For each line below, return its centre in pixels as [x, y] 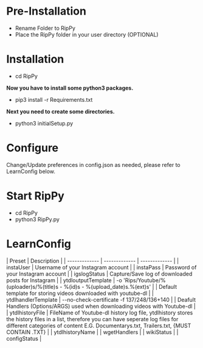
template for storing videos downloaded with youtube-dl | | [80, 293]
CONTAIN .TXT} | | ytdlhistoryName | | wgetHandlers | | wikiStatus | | [92, 332]
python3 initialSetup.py [44, 123]
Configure [33, 148]
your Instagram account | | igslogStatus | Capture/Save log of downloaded [99, 274]
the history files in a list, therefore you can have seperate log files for [92, 319]
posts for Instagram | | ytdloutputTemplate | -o [64, 280]
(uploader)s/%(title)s [33, 286]
